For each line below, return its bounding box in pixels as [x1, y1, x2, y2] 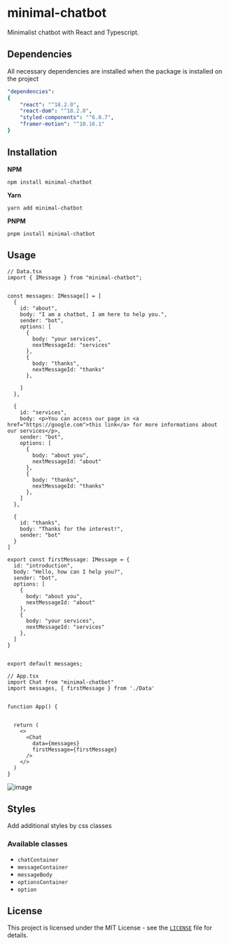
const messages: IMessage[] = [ [7, 292, 102, 299]
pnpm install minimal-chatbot [7, 230, 96, 237]
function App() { [7, 703, 58, 710]
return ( [13, 722, 39, 729]
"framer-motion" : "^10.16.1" [20, 120, 105, 127]
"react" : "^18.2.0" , [20, 101, 80, 108]
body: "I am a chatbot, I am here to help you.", [20, 310, 168, 318]
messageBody [17, 871, 53, 878]
